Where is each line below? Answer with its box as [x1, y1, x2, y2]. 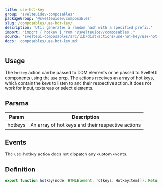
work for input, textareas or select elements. [5, 85, 94, 91]
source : [5, 34, 21, 39]
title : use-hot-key [5, 7, 45, 12]
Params [5, 99, 29, 107]
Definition [5, 165, 35, 173]
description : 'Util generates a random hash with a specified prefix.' [5, 25, 153, 30]
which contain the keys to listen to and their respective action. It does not [5, 80, 151, 85]
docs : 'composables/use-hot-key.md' [5, 39, 79, 44]
